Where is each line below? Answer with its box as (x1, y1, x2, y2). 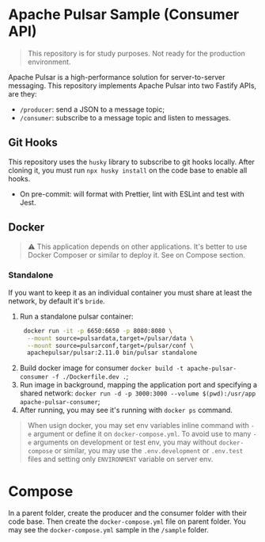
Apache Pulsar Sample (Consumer (8, 6, 240, 24)
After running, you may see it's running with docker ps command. (19, 406, 233, 415)
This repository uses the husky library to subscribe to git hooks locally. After (8, 157, 256, 166)
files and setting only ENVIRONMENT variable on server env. (27, 454, 214, 464)
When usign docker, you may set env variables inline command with (27, 421, 249, 430)
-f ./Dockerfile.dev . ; (51, 372, 129, 381)
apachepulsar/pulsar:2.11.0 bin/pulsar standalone (27, 349, 198, 357)
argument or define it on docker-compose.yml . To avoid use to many (32, 429, 252, 439)
